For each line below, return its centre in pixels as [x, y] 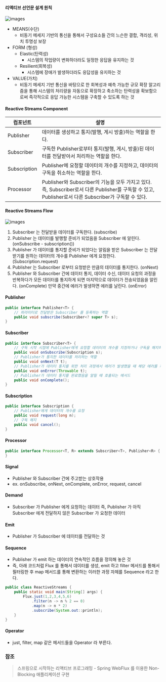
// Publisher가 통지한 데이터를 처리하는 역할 [56, 357]
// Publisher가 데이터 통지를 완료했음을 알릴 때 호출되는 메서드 [72, 375]
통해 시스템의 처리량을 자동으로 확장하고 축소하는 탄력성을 [84, 91]
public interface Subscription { [40, 406]
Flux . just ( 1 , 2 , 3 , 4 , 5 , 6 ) [47, 597]
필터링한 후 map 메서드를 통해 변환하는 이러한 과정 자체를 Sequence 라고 [83, 572]
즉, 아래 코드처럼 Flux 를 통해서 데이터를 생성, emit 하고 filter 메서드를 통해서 [86, 566]
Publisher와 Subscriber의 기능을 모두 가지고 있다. [97, 182]
